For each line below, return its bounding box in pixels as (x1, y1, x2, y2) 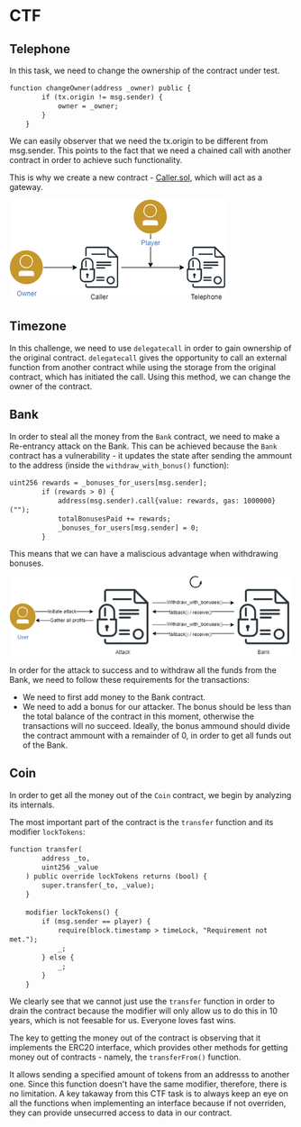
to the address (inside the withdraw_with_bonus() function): (9, 459, 230, 470)
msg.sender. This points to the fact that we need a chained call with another (9, 145, 291, 156)
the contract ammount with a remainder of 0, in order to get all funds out (22, 730, 292, 741)
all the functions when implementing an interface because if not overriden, (9, 1097, 287, 1108)
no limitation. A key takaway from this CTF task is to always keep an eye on (9, 1087, 288, 1099)
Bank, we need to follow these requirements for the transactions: (9, 674, 250, 685)
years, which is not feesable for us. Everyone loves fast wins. (9, 1014, 236, 1025)
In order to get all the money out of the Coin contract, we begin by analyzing (9, 789, 292, 800)
